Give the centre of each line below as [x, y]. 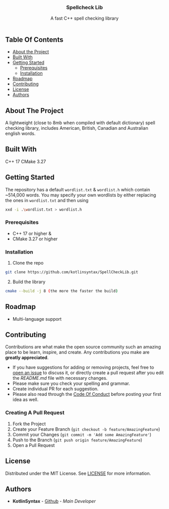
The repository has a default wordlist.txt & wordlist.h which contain [78, 189]
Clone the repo [28, 263]
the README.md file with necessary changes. [60, 378]
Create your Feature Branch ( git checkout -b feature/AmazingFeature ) [86, 429]
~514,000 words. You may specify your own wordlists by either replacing [81, 195]
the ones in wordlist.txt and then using [47, 200]
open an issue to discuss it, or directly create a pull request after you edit [88, 373]
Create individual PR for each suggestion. [56, 389]
